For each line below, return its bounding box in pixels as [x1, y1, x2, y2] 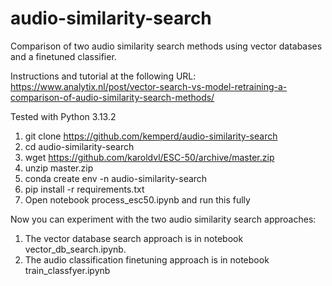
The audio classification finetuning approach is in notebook [24, 253, 270, 266]
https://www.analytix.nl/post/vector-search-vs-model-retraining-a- [10, 80, 288, 92]
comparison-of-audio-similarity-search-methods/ [10, 91, 215, 103]
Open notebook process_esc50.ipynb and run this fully [24, 193, 251, 206]
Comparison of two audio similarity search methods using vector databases [10, 40, 323, 52]
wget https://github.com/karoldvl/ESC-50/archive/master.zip [24, 151, 275, 163]
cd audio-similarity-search [24, 140, 135, 152]
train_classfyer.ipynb [24, 264, 111, 276]
